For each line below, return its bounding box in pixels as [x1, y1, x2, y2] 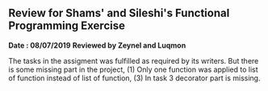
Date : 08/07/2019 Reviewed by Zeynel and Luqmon [8, 40, 186, 50]
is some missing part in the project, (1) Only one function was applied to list [8, 64, 258, 74]
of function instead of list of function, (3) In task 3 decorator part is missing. [8, 72, 261, 83]
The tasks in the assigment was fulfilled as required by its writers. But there [8, 56, 259, 65]
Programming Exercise [8, 19, 125, 33]
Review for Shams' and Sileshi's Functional [8, 6, 230, 20]
